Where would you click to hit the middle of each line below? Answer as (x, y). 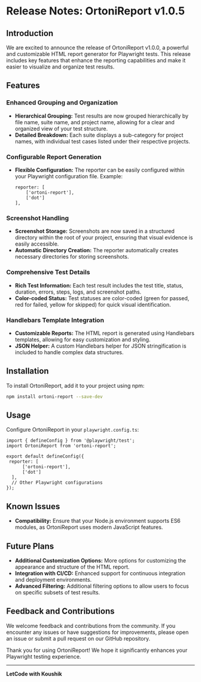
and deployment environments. (53, 580)
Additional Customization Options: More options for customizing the (100, 560)
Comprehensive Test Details (48, 273)
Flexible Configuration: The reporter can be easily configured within (100, 170)
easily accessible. (37, 244)
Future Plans (30, 546)
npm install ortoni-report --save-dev (54, 397)
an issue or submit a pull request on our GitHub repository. (78, 638)
